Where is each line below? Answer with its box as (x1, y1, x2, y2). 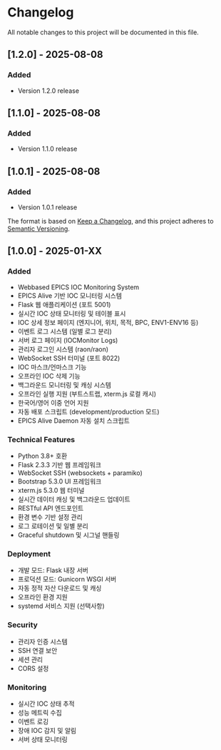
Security (7, 620, 38, 630)
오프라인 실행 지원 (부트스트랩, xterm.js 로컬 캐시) (17, 389, 157, 398)
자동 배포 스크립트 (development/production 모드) (17, 407, 160, 416)
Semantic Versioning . (7, 224, 70, 233)
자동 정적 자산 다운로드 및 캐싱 (17, 584, 102, 593)
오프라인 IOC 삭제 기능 (17, 371, 81, 380)
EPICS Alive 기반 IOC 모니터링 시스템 (17, 291, 123, 300)
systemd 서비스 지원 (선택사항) (17, 601, 105, 611)
